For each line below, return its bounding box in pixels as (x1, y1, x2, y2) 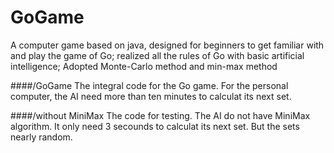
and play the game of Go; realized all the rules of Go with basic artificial (10, 49, 305, 61)
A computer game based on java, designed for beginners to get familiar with (10, 39, 325, 51)
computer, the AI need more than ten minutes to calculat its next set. (10, 90, 292, 102)
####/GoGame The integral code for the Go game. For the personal (10, 79, 289, 91)
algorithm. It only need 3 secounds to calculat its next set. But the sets (10, 120, 300, 132)
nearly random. (10, 131, 73, 143)
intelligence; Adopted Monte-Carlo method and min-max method (10, 60, 278, 72)
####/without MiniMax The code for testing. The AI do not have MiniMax (10, 109, 311, 121)
